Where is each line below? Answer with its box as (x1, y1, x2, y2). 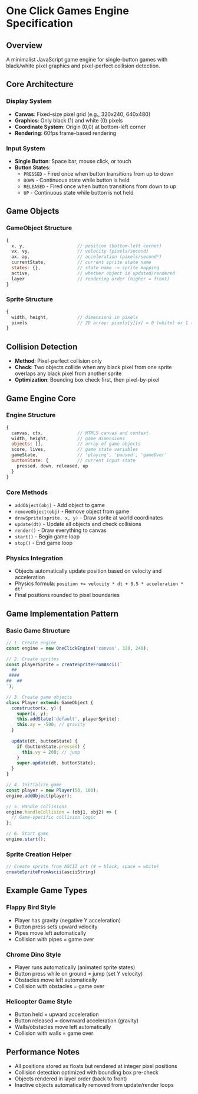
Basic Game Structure (6, 626, 71, 634)
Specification (6, 17, 74, 30)
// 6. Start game (6, 831, 49, 837)
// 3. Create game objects (6, 694, 72, 700)
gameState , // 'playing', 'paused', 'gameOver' (11, 452, 167, 458)
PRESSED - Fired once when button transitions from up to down (23, 170, 174, 177)
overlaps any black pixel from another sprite (14, 370, 122, 377)
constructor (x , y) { (11, 705, 62, 711)
